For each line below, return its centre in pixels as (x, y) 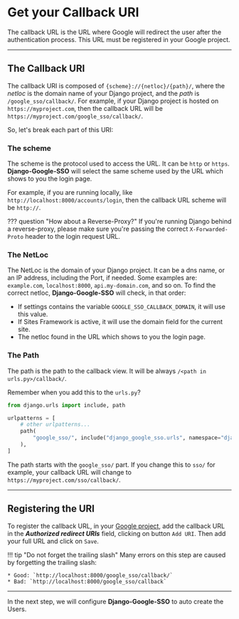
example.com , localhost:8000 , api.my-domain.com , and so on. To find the (112, 286)
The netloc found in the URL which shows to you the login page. (112, 337)
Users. (17, 609)
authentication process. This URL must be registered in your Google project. (119, 39)
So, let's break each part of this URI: (60, 129)
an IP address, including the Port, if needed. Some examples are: (102, 278)
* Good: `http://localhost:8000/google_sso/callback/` (90, 575)
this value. (33, 314)
